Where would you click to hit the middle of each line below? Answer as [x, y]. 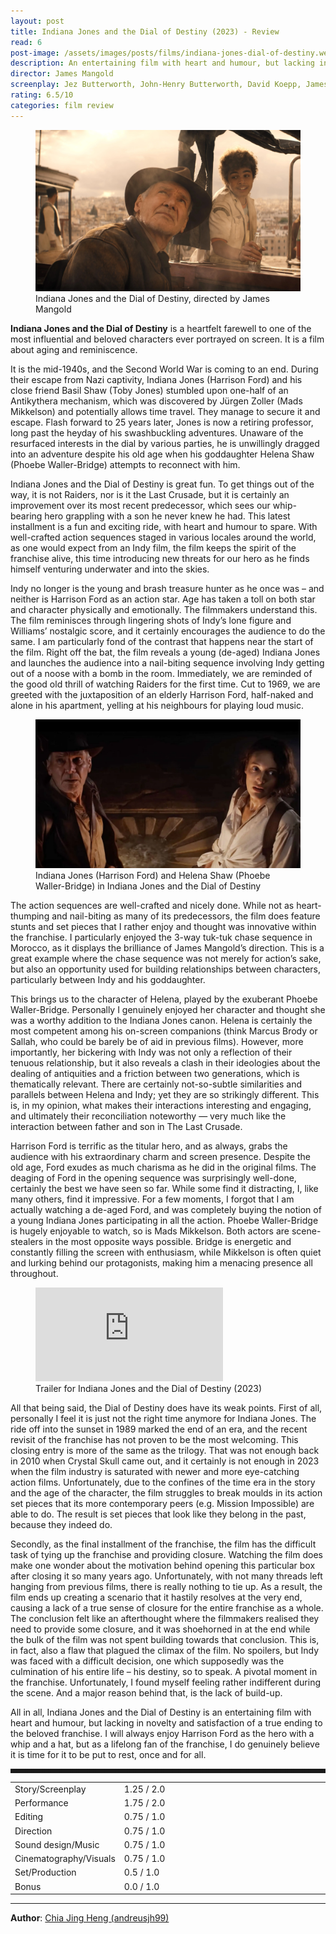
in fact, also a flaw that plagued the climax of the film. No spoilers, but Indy [165, 1651]
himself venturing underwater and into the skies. [110, 569]
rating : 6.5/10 [42, 95]
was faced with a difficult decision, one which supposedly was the [147, 1661]
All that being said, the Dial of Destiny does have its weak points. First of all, [166, 1408]
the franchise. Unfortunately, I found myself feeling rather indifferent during [165, 1682]
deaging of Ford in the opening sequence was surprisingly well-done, [153, 1178]
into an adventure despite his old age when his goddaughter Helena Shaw [162, 454]
